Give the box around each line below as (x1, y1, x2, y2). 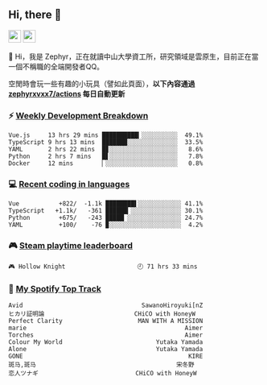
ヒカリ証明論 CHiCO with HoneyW (8, 310, 196, 318)
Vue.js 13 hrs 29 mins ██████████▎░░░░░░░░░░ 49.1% (8, 131, 203, 139)
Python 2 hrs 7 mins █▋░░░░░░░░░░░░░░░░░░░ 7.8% (8, 152, 203, 161)
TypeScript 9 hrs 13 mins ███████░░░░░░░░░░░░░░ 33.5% (8, 139, 203, 147)
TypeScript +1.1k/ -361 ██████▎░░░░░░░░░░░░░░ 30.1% (8, 207, 203, 215)
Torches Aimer (8, 331, 203, 339)
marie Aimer (8, 324, 203, 332)
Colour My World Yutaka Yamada (8, 338, 203, 346)
